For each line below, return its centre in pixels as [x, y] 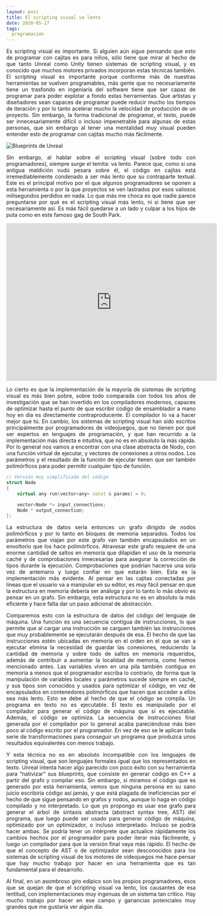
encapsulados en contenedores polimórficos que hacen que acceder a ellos [101, 692]
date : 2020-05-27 [28, 23]
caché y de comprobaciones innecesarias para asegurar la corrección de [101, 559]
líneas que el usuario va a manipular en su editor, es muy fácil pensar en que [101, 585]
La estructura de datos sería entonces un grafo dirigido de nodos [101, 527]
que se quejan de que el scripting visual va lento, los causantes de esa [101, 888]
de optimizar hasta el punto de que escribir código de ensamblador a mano [101, 408]
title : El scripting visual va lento [53, 17]
